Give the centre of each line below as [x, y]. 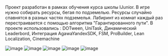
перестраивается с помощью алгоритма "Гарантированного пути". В [79, 23]
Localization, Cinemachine [32, 39]
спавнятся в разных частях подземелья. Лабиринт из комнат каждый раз [84, 18]
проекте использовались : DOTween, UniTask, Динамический [71, 28]
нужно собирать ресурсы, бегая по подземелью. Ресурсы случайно [78, 12]
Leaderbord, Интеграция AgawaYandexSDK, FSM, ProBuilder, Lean [75, 33]
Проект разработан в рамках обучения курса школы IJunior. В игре [77, 7]
